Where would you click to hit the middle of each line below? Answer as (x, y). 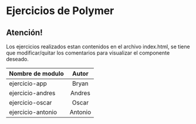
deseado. (18, 59)
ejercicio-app (28, 83)
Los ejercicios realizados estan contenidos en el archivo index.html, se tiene (98, 46)
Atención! (24, 33)
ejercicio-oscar (31, 103)
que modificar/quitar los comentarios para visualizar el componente (88, 53)
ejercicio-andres (32, 93)
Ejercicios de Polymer (60, 11)
